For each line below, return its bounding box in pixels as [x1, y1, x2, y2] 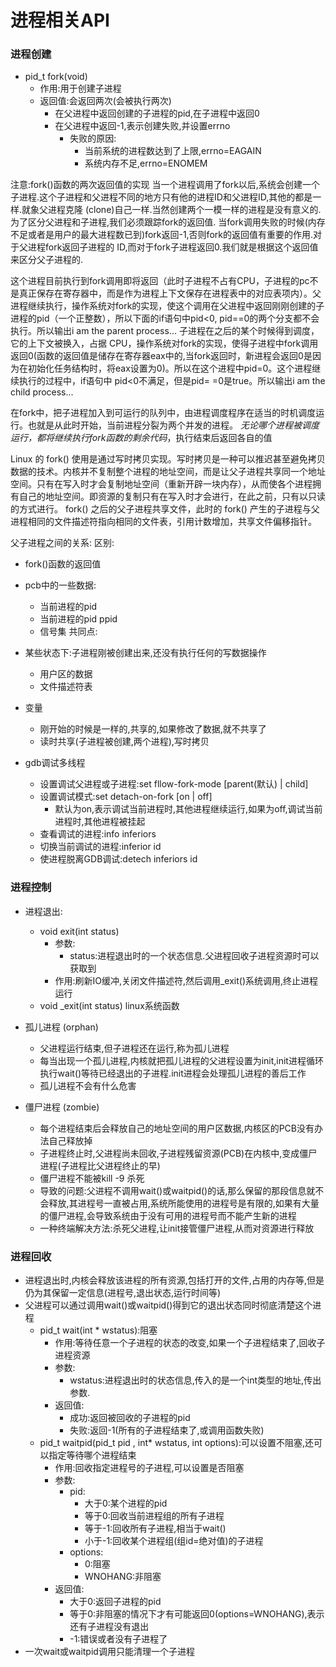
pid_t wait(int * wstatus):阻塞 [39, 1324, 158, 1336]
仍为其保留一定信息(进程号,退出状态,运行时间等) [24, 1287, 222, 1299]
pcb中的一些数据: [24, 579, 97, 591]
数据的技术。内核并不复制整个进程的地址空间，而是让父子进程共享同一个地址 [10, 466, 326, 478]
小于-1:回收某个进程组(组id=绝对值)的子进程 [84, 1535, 264, 1547]
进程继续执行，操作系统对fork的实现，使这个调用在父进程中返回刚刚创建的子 [10, 300, 325, 312]
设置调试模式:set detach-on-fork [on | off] [39, 791, 213, 803]
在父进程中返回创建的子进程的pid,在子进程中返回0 [54, 107, 260, 120]
